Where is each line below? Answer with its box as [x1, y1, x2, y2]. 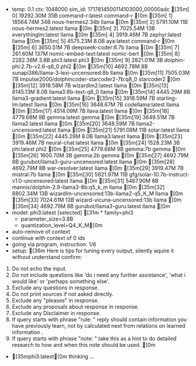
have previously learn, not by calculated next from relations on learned [11, 322, 186, 329]
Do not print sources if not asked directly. [11, 291, 114, 297]
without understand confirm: [11, 254, 82, 260]
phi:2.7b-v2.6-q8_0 [11, 63, 60, 70]
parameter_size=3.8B [20, 215, 73, 222]
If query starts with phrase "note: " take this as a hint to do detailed [11, 335, 177, 342]
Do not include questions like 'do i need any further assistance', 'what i [11, 272, 186, 278]
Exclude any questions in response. [11, 284, 99, 291]
